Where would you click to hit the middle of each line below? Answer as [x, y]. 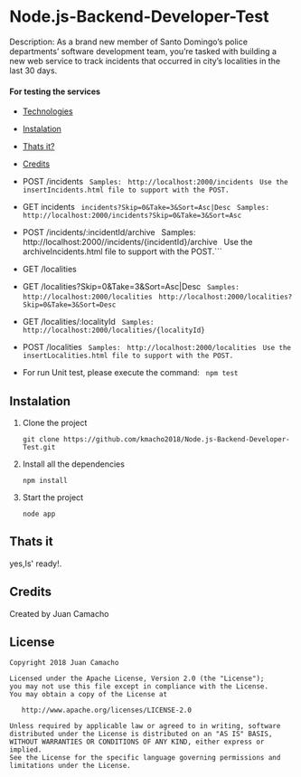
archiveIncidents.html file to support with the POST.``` [122, 251]
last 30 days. [33, 71]
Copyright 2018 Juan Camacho [64, 663]
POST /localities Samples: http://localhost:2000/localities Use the [157, 347]
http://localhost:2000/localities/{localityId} [113, 331]
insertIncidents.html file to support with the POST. [126, 190]
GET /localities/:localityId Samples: [88, 322]
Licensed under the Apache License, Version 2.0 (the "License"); [137, 679]
